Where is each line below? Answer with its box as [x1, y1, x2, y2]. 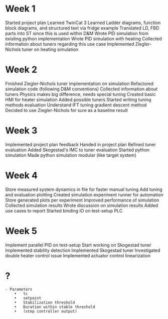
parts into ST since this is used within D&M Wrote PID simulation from [5, 30, 149, 36]
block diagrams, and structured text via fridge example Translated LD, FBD [5, 25, 159, 31]
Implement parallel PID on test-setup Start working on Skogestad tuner [5, 242, 151, 248]
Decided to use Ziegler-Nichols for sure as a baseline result [5, 107, 128, 113]
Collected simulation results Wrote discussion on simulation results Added [5, 202, 158, 208]
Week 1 [5, 3, 36, 15]
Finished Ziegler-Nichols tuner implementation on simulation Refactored [5, 80, 154, 86]
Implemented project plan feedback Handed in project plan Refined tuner [5, 141, 156, 147]
